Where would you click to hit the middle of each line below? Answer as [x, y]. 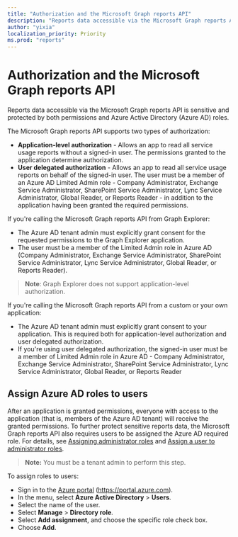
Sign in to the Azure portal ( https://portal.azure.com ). [95, 490]
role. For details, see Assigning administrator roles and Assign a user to [111, 441]
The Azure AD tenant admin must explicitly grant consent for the [111, 233]
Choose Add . [37, 527]
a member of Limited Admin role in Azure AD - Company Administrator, [121, 357]
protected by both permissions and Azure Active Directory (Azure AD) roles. [118, 118]
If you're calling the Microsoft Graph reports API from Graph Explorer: [109, 219]
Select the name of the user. [59, 504]
